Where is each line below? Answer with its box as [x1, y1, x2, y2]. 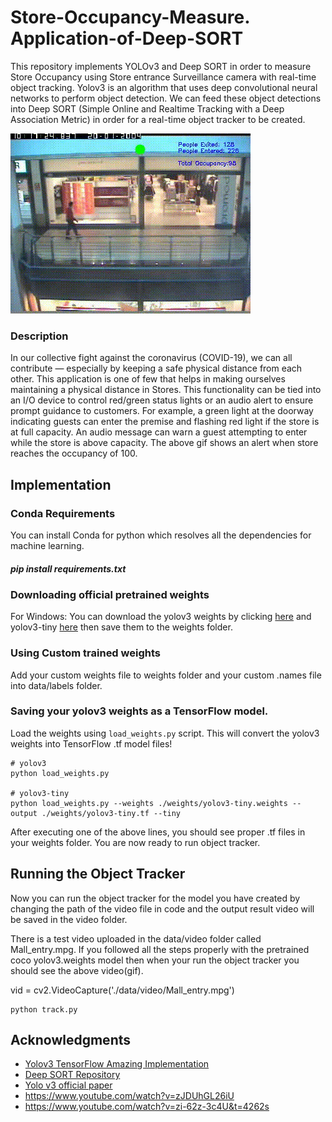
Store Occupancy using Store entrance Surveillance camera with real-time [10, 71, 317, 83]
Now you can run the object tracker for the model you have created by [10, 892, 301, 904]
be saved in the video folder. [10, 913, 128, 925]
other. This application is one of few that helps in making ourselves [10, 373, 286, 385]
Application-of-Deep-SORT [10, 27, 244, 50]
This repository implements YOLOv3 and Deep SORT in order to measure [10, 60, 312, 72]
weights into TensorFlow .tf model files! [10, 737, 173, 750]
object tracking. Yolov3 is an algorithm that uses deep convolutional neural [10, 81, 318, 93]
